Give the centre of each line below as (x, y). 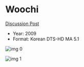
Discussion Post (22, 24)
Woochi (22, 9)
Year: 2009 (25, 33)
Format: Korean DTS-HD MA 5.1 (46, 39)
